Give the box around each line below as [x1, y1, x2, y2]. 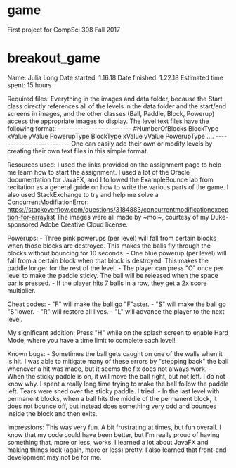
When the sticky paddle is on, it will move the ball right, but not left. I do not [7, 372, 226, 380]
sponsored [7, 220, 39, 229]
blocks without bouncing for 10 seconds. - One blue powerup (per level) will [7, 248, 227, 257]
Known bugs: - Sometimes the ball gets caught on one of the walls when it [7, 349, 223, 358]
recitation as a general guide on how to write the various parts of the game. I [7, 182, 229, 191]
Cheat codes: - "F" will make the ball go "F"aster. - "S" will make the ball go [7, 300, 226, 308]
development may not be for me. [7, 453, 102, 461]
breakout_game [7, 50, 100, 66]
